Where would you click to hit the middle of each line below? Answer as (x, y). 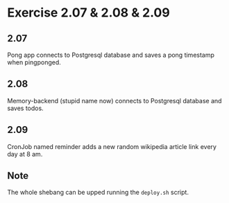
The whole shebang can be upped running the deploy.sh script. (98, 193)
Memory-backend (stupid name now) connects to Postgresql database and (114, 100)
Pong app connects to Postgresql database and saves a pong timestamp (111, 55)
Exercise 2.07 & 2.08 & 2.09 (88, 13)
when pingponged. (34, 62)
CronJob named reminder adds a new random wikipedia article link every (112, 146)
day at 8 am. (25, 154)
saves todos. (25, 108)
